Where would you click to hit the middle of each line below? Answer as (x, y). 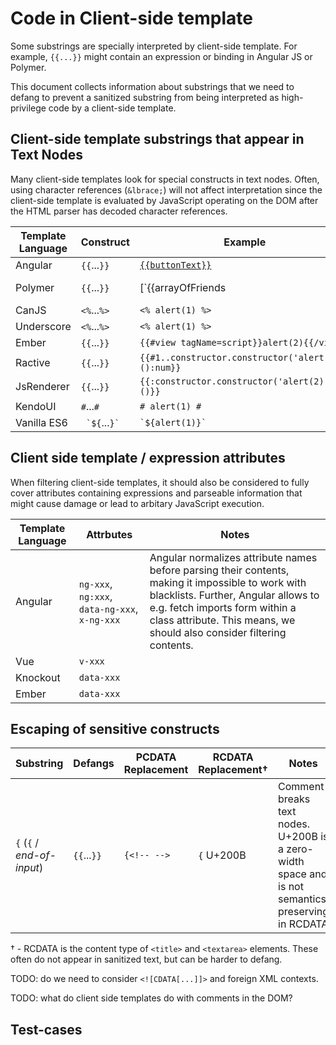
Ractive (33, 362)
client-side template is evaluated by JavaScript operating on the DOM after (164, 200)
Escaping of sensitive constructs (115, 728)
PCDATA (156, 757)
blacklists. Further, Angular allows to (234, 595)
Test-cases (46, 1029)
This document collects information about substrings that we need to (152, 86)
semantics (302, 899)
